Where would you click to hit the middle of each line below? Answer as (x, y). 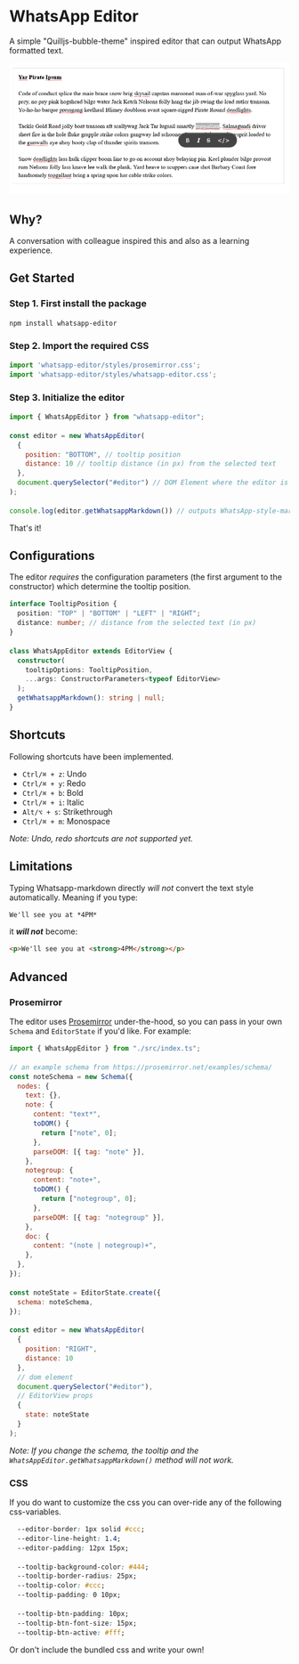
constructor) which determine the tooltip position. (100, 587)
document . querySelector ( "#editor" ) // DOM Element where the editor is (153, 483)
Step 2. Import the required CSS (79, 345)
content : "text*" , (67, 1115)
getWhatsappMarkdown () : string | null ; (91, 698)
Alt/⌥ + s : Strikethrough (67, 811)
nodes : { (33, 1086)
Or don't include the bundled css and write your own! (107, 1650)
